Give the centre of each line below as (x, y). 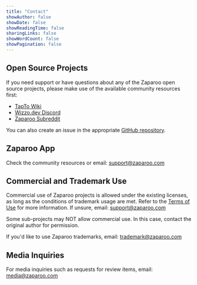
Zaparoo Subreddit (37, 119)
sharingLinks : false (31, 33)
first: (12, 95)
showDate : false (26, 22)
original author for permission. (43, 225)
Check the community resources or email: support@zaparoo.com (85, 163)
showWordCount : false (33, 39)
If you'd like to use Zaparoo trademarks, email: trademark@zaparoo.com (94, 237)
